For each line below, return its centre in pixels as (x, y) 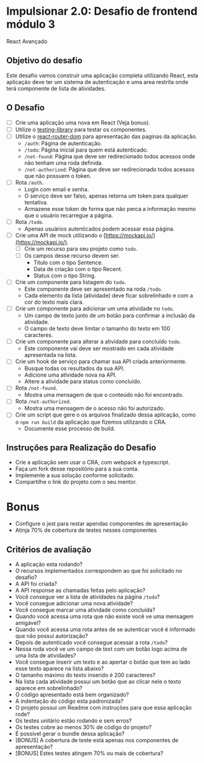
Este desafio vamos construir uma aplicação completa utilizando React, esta (102, 75)
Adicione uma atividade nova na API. (71, 375)
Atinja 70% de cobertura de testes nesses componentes (86, 530)
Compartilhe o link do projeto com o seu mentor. (76, 482)
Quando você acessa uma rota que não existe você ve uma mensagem (104, 616)
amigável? (28, 623)
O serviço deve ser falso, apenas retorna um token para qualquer (106, 196)
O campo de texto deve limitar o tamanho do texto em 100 (97, 329)
